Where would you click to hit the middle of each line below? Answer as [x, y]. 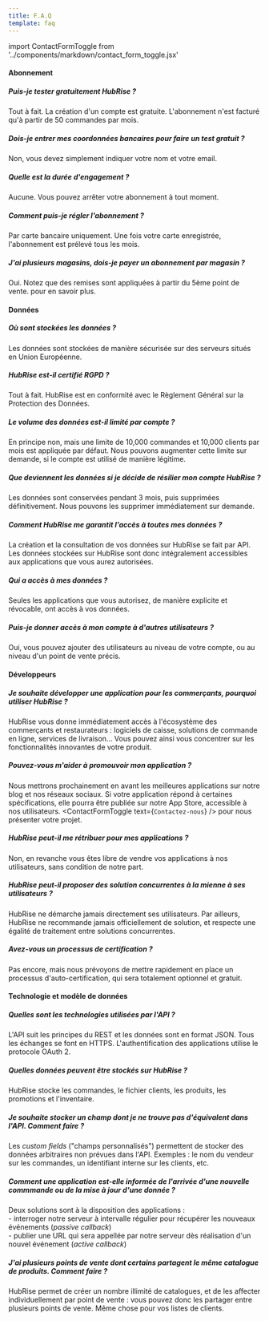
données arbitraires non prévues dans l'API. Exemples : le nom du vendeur [131, 1154]
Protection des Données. [49, 404]
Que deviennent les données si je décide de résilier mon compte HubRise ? [134, 478]
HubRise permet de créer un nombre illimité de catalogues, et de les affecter [134, 1291]
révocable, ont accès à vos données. [69, 609]
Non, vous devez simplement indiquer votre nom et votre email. [113, 159]
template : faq [32, 23]
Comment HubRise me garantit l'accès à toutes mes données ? [115, 525]
